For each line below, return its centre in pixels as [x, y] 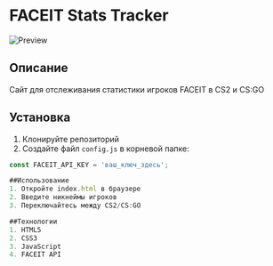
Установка [40, 118]
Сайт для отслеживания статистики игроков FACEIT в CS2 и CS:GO [137, 89]
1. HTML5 [25, 230]
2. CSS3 [24, 238]
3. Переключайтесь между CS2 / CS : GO [75, 206]
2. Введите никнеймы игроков [63, 197]
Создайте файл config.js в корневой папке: [105, 149]
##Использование [39, 181]
